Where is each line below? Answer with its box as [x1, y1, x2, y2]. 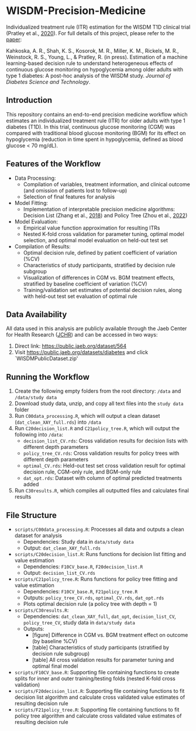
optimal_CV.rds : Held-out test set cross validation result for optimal [23, 462, 185, 469]
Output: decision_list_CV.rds [23, 569, 95, 576]
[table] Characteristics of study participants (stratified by [32, 644, 170, 651]
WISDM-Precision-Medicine [6, 4, 146, 18]
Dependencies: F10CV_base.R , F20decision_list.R [23, 563, 143, 570]
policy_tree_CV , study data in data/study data [23, 619, 136, 626]
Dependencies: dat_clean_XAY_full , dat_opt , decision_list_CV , [23, 613, 177, 620]
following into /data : [14, 431, 63, 438]
